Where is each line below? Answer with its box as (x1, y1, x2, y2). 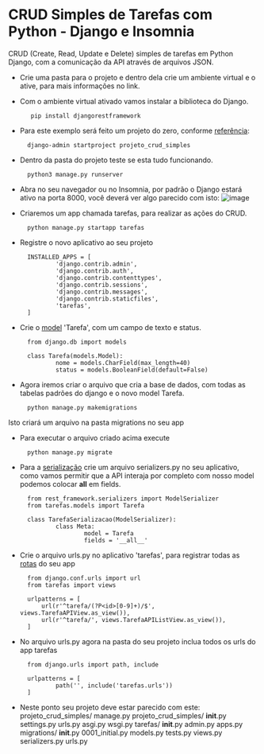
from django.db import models (27, 338, 127, 346)
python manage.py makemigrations (27, 403, 138, 411)
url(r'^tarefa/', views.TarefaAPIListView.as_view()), (40, 616, 227, 624)
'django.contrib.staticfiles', (55, 294, 159, 303)
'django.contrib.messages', (55, 288, 148, 296)
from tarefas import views (27, 581, 117, 589)
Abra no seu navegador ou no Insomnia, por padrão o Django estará (19, 185, 243, 194)
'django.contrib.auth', (55, 266, 134, 275)
